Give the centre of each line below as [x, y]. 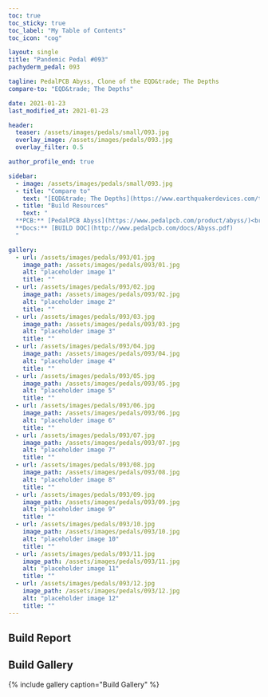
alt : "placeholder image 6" [69, 420]
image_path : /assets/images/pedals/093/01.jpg [101, 265]
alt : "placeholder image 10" [71, 539]
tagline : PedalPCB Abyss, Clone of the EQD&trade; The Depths [114, 81]
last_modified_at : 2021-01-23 [59, 111]
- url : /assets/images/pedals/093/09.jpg [85, 494]
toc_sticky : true [37, 23]
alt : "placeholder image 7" [69, 450]
